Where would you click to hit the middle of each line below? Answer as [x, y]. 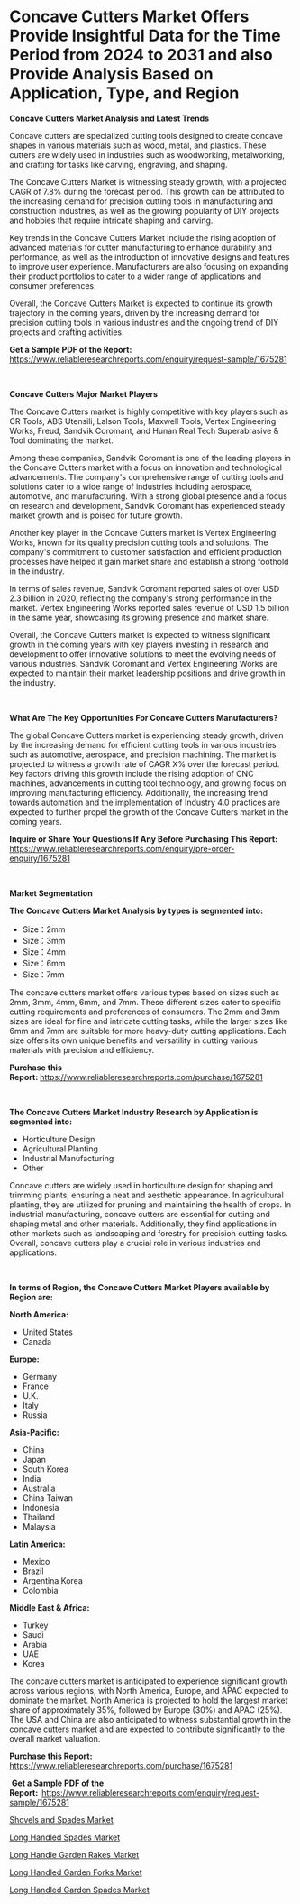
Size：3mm [44, 940]
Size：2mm [44, 929]
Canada [37, 1341]
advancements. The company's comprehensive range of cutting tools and [146, 476]
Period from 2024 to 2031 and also [141, 55]
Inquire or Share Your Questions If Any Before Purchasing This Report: [144, 839]
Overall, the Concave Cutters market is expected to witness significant [140, 634]
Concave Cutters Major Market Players [84, 393]
